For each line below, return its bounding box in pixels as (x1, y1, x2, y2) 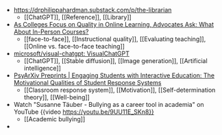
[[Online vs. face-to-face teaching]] (23, 42, 125, 50)
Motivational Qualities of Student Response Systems (13, 79, 162, 86)
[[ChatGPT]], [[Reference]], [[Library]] (23, 13, 132, 21)
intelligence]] (23, 64, 62, 72)
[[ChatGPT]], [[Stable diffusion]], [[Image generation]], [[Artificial (23, 57, 208, 64)
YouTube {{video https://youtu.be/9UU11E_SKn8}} (13, 108, 154, 116)
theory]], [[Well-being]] (23, 93, 90, 101)
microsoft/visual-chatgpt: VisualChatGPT (13, 49, 130, 58)
